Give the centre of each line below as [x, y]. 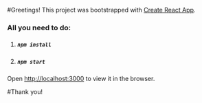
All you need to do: [39, 27]
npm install [34, 45]
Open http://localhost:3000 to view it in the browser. [81, 79]
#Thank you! [25, 92]
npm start [31, 62]
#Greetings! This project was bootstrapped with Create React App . [101, 10]
